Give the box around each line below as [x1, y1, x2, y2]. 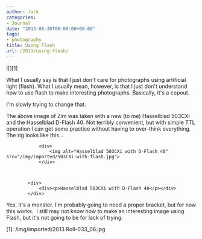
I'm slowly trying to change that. [6, 101, 86, 108]
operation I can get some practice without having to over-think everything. [6, 125, 191, 132]
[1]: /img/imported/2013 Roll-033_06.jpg [6, 225, 106, 232]
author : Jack [6, 8, 39, 15]
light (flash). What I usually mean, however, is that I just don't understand [6, 82, 188, 90]
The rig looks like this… [6, 131, 64, 138]
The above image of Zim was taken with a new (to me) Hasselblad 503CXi [6, 112, 190, 119]
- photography [6, 37, 42, 43]
